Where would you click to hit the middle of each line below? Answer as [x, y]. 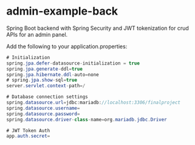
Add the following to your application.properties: [67, 46]
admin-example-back [62, 11]
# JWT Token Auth [28, 130]
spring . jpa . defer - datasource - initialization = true [73, 63]
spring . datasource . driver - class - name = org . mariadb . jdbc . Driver [87, 119]
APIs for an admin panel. [37, 34]
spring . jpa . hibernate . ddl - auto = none [53, 74]
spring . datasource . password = [43, 114]
